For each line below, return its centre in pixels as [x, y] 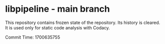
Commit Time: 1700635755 [33, 37]
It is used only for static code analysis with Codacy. [57, 27]
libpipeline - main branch [57, 9]
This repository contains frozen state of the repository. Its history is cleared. [82, 22]
